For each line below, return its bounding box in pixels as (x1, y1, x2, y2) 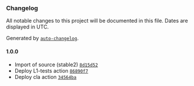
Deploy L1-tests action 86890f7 (14, 67, 89, 74)
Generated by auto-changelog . (6, 35, 79, 42)
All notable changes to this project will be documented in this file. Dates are (6, 17, 189, 24)
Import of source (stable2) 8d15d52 (14, 61, 98, 68)
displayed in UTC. (6, 23, 49, 30)
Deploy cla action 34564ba (14, 73, 77, 80)
